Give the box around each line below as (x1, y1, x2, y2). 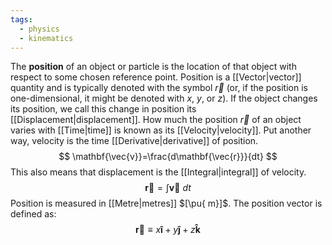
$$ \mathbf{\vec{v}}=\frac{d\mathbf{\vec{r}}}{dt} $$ (58, 151, 278, 163)
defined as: (10, 208, 57, 220)
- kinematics (19, 33, 74, 43)
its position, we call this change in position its (10, 103, 197, 115)
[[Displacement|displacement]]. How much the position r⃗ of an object (10, 114, 302, 126)
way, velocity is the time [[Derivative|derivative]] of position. (10, 135, 259, 147)
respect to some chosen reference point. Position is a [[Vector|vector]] (10, 71, 302, 83)
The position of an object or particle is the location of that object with (10, 61, 297, 73)
